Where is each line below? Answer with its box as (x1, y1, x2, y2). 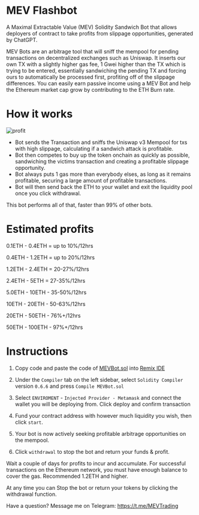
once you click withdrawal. (14, 190, 82, 197)
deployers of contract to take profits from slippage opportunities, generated (6, 29, 194, 37)
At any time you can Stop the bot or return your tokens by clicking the (6, 484, 178, 491)
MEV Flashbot (6, 4, 78, 17)
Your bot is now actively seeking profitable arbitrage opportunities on (14, 430, 186, 437)
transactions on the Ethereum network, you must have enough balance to (6, 466, 188, 473)
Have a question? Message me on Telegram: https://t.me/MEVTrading (6, 502, 179, 509)
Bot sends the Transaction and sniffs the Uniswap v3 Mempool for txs (14, 139, 188, 146)
